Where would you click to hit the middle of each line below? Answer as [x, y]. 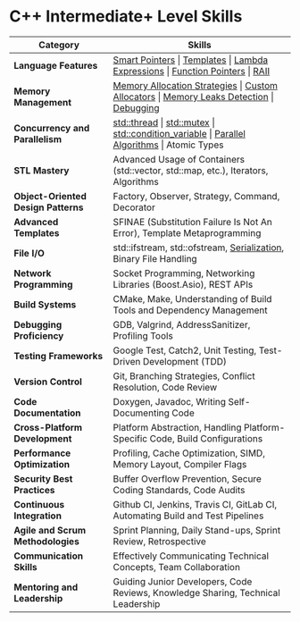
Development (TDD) [185, 361]
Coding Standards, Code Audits [179, 490]
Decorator [134, 207]
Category [59, 45]
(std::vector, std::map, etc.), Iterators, [191, 170]
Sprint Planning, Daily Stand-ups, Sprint [197, 530]
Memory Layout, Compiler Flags [180, 464]
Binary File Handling [155, 258]
